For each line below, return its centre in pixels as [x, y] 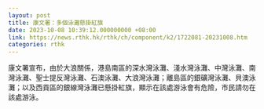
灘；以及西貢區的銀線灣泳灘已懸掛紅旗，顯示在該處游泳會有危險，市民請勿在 [132, 88]
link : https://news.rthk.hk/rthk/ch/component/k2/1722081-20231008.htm [128, 37]
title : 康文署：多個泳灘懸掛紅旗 [56, 23]
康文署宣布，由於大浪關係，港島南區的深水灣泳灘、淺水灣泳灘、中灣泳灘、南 [132, 68]
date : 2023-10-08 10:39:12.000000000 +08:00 [82, 30]
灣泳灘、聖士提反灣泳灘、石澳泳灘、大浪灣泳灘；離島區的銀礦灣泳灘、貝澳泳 [132, 78]
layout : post [29, 15]
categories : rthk [37, 45]
